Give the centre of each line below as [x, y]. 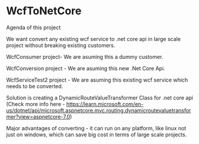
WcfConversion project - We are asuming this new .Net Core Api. [86, 68]
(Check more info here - [36, 104]
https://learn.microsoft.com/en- [105, 104]
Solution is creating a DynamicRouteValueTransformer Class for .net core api [100, 98]
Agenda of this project [34, 27]
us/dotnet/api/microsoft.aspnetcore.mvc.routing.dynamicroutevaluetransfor [99, 110]
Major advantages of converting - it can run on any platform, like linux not [96, 128]
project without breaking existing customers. [61, 45]
